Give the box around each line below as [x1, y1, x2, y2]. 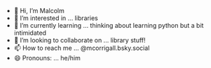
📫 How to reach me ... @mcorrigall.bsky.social [13, 44, 150, 52]
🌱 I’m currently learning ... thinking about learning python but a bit [13, 22, 204, 29]
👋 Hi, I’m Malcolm [13, 7, 64, 15]
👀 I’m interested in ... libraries [13, 14, 98, 22]
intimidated [13, 28, 47, 37]
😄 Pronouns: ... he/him [13, 54, 81, 62]
